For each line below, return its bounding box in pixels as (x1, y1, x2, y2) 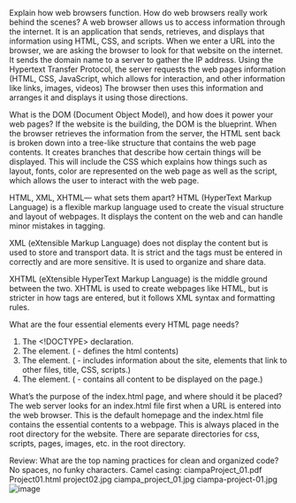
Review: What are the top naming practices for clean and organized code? (9, 455, 279, 466)
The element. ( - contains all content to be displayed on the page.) (21, 374, 263, 384)
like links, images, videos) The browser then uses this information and (9, 83, 263, 93)
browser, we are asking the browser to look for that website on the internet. (9, 45, 284, 56)
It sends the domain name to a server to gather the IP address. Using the (9, 55, 274, 65)
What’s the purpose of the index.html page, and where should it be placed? (9, 391, 283, 401)
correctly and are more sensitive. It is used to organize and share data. (9, 257, 267, 267)
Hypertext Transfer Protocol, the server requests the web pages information (9, 64, 286, 74)
